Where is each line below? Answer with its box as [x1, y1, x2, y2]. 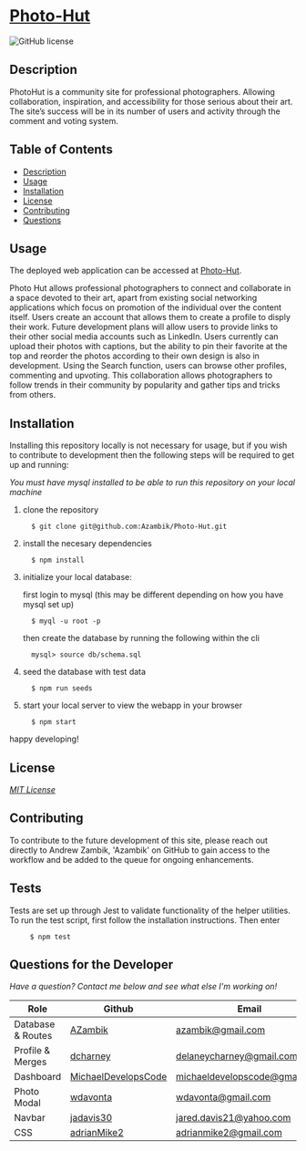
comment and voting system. [9, 115, 118, 126]
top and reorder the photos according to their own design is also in [9, 350, 260, 361]
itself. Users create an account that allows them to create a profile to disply [9, 312, 291, 323]
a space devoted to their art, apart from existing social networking [9, 293, 258, 304]
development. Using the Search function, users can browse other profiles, [9, 360, 288, 371]
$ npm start [31, 718, 76, 727]
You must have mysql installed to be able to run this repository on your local [9, 477, 296, 488]
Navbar [14, 1112, 46, 1125]
